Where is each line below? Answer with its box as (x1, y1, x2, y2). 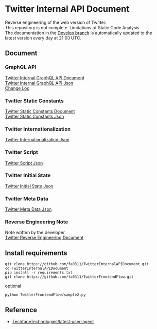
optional (5, 283, 21, 289)
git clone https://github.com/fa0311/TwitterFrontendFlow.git (5, 274, 134, 279)
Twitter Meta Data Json (5, 206, 52, 212)
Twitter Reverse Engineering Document (5, 235, 84, 240)
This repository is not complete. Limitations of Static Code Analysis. (5, 24, 141, 30)
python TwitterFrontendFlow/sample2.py (5, 292, 86, 297)
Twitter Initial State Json (5, 183, 53, 189)
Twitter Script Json (5, 160, 43, 166)
